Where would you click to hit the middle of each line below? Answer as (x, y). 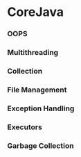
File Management (37, 90)
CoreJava (36, 12)
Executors (25, 127)
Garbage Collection (40, 145)
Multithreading (33, 53)
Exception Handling (41, 108)
